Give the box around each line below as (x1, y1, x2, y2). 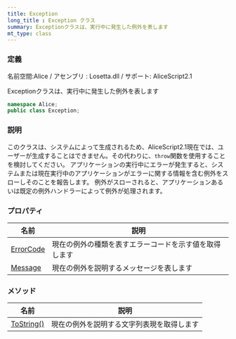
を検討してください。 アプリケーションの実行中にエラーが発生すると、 (7, 160, 212, 169)
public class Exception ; (7, 107, 80, 115)
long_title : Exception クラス (7, 17, 96, 24)
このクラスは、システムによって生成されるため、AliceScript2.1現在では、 (7, 142, 218, 151)
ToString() (11, 319, 44, 329)
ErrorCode (11, 244, 46, 254)
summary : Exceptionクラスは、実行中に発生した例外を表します (7, 23, 169, 30)
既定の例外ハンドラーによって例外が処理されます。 (19, 186, 166, 195)
